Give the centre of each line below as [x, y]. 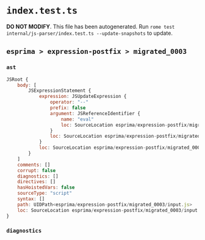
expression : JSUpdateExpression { [83, 97]
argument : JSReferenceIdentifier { [95, 113]
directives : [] [37, 182]
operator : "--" [69, 102]
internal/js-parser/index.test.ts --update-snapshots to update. [89, 33]
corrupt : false [37, 170]
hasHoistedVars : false [46, 188]
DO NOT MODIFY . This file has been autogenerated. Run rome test [91, 26]
